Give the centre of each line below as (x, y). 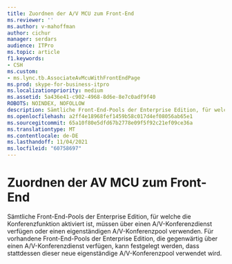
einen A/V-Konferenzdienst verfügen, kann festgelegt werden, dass (103, 245)
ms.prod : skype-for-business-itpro (58, 84)
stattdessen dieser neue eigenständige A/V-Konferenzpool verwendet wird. (115, 253)
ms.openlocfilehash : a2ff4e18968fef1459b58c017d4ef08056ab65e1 (100, 116)
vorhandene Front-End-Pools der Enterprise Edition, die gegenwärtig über (113, 238)
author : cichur (29, 33)
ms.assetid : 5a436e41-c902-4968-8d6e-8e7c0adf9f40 (81, 97)
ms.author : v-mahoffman (41, 26)
